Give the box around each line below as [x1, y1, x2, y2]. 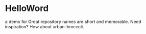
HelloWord [5, 3, 49, 14]
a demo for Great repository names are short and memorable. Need [5, 19, 142, 24]
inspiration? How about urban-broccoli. [5, 23, 84, 29]
